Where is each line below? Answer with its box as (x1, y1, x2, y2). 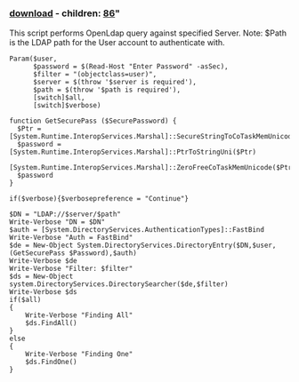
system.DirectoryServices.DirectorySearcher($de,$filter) (9, 279, 229, 289)
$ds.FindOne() (25, 357, 77, 366)
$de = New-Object (9, 241, 74, 250)
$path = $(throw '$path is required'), (32, 85, 181, 94)
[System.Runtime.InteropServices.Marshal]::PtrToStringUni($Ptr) (9, 147, 256, 156)
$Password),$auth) (69, 248, 138, 258)
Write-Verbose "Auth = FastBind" (9, 233, 133, 242)
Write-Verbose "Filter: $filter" (9, 264, 133, 273)
